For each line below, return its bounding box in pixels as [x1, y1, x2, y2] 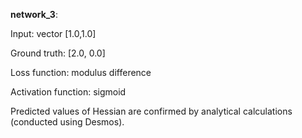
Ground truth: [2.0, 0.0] [10, 47, 106, 59]
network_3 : [10, 9, 58, 20]
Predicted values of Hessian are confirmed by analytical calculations [10, 105, 293, 117]
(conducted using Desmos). [10, 116, 125, 128]
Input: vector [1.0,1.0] [10, 28, 97, 39]
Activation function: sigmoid [10, 86, 127, 98]
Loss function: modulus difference [10, 67, 152, 78]
